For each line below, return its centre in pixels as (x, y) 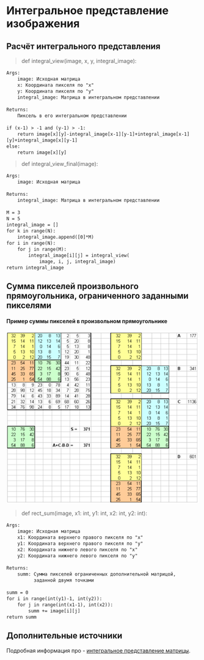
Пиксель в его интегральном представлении (72, 116)
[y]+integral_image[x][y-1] (42, 140)
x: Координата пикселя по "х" (56, 85)
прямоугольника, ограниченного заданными (97, 296)
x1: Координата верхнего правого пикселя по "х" (80, 538)
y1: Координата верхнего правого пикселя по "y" (80, 544)
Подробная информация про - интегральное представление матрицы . (98, 650)
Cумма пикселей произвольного (73, 286)
